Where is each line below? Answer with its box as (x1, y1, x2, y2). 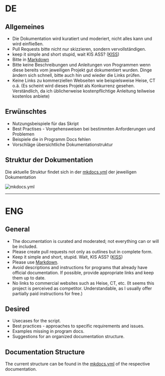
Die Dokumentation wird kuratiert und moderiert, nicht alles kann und (12, 35, 152, 41)
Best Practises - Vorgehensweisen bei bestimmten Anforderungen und (12, 126, 156, 132)
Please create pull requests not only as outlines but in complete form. (12, 248, 153, 254)
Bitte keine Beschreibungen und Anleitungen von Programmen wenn (12, 62, 151, 68)
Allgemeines (5, 23, 45, 31)
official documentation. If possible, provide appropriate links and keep (12, 270, 154, 275)
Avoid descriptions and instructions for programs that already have (12, 264, 148, 270)
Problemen (12, 131, 34, 137)
